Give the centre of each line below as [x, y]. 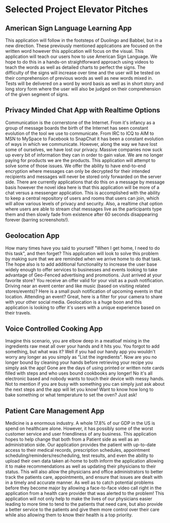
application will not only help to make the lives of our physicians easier [79, 499]
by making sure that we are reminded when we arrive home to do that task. [83, 259]
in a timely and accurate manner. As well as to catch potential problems [80, 483]
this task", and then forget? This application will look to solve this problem [82, 253]
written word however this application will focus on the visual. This [75, 51]
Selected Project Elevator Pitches [77, 9]
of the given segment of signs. [37, 94]
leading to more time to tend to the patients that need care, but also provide [84, 504]
